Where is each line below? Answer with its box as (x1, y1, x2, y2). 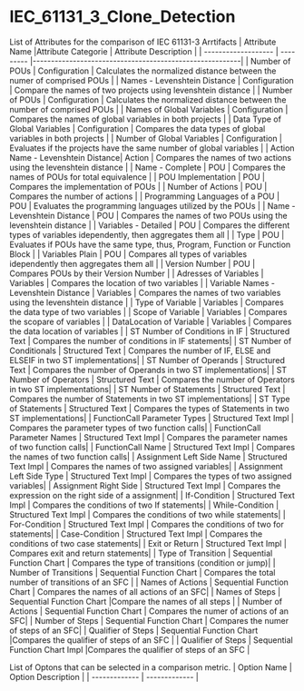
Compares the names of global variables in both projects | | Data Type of (9, 114, 281, 124)
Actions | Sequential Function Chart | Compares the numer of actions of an (9, 606, 289, 617)
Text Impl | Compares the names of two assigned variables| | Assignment (9, 460, 283, 471)
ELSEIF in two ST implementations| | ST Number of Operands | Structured (9, 354, 286, 365)
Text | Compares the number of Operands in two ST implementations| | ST (9, 364, 288, 375)
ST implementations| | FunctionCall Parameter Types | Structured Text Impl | (9, 412, 295, 423)
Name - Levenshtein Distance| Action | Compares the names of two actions (9, 152, 292, 163)
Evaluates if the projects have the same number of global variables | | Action (9, 143, 295, 153)
